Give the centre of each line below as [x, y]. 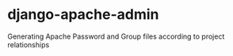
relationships [29, 44]
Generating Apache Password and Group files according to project [116, 36]
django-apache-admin [83, 15]
